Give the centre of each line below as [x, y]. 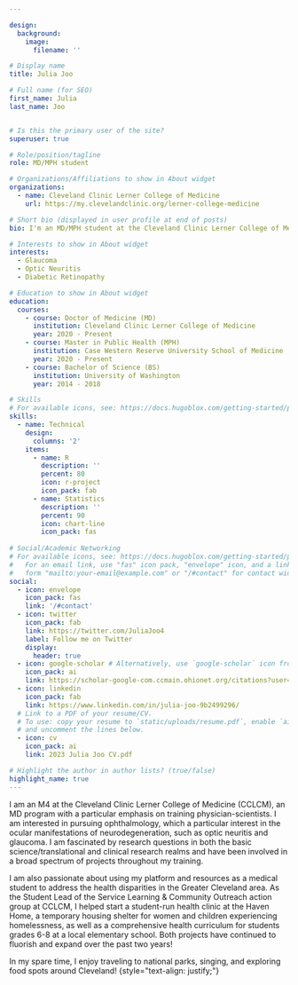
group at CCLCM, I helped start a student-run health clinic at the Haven [139, 906]
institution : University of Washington [106, 375]
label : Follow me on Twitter [79, 639]
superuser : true [39, 138]
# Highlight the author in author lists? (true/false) [113, 770]
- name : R [51, 458]
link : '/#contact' [59, 606]
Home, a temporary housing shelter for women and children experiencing [143, 916]
